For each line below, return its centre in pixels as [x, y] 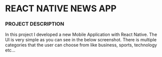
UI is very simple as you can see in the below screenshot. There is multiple [81, 40]
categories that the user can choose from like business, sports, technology [81, 45]
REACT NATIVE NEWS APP [61, 9]
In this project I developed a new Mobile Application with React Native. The [81, 34]
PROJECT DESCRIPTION [35, 24]
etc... [10, 50]
